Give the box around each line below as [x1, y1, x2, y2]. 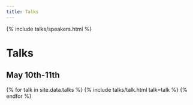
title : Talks [6, 8, 39, 15]
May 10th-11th [6, 70, 60, 80]
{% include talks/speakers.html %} [6, 25, 92, 32]
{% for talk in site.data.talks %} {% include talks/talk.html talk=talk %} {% [6, 86, 188, 93]
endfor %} [6, 92, 32, 100]
